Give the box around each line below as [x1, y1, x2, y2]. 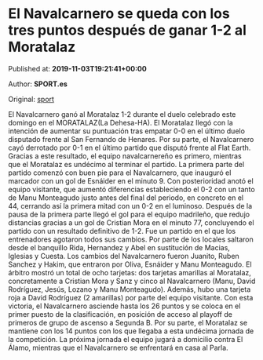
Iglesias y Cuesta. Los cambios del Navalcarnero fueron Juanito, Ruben [8, 251, 239, 260]
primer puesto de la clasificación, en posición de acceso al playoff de [8, 309, 233, 318]
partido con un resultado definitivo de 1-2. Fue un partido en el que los [8, 226, 236, 235]
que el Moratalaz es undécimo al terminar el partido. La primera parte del [8, 159, 245, 169]
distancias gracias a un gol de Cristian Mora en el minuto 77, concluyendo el [8, 217, 254, 227]
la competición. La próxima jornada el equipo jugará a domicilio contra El [8, 334, 243, 344]
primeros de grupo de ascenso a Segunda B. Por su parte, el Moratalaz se [8, 318, 248, 327]
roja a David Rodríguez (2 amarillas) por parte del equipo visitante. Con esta [8, 293, 254, 302]
